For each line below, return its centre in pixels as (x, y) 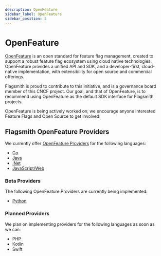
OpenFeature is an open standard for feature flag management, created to (79, 56)
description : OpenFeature (31, 9)
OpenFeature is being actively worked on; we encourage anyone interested (80, 111)
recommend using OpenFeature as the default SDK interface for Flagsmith (80, 97)
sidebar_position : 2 (26, 18)
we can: (13, 229)
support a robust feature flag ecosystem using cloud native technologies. (79, 61)
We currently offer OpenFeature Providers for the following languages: (76, 144)
